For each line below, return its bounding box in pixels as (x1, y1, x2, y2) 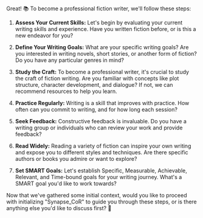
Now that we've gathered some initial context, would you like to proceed (6, 192, 187, 199)
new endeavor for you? (15, 32, 74, 39)
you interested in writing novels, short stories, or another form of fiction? (15, 50, 198, 57)
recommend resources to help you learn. (15, 87, 117, 95)
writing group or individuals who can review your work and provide (15, 124, 183, 131)
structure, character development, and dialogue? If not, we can (15, 81, 173, 88)
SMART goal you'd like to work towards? (15, 180, 117, 187)
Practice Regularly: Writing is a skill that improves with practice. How (15, 100, 190, 106)
